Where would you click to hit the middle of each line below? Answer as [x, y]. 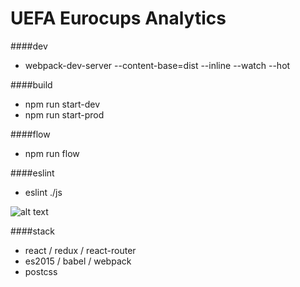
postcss [41, 271]
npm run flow [52, 153]
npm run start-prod [64, 114]
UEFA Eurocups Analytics [118, 18]
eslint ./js [43, 192]
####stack [33, 231]
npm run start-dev [62, 104]
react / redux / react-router [80, 250]
